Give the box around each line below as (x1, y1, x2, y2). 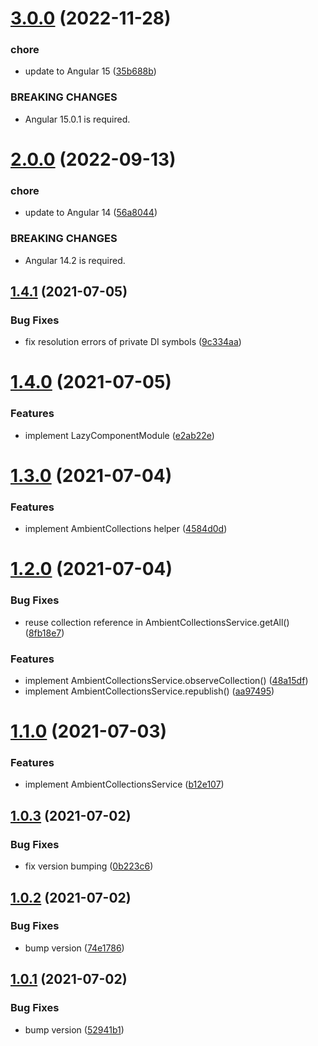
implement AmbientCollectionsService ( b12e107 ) (24, 778, 225, 791)
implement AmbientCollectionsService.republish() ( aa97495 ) (24, 685, 275, 697)
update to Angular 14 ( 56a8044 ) (24, 207, 158, 219)
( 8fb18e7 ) (24, 627, 65, 639)
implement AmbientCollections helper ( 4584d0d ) (24, 523, 228, 535)
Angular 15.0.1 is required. (24, 113, 131, 125)
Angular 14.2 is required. (24, 254, 126, 266)
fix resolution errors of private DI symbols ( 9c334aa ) (24, 336, 242, 348)
